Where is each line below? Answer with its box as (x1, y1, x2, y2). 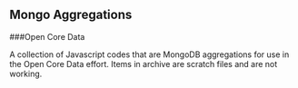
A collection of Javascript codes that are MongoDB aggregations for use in (9, 49, 290, 60)
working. (9, 68, 43, 79)
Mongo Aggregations (9, 7, 133, 23)
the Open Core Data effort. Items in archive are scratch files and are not (9, 58, 278, 69)
